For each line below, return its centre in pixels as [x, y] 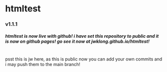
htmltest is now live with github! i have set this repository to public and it [82, 36]
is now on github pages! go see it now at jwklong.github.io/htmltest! [77, 41]
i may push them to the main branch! [43, 65]
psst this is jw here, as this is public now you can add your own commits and [84, 59]
